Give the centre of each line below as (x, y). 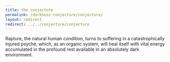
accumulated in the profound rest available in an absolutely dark (72, 49)
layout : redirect (24, 19)
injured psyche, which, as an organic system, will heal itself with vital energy (85, 44)
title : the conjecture (29, 10)
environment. (19, 55)
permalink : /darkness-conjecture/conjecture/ (54, 15)
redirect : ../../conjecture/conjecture (47, 24)
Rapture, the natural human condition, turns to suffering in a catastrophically (85, 39)
